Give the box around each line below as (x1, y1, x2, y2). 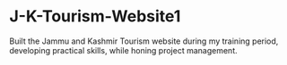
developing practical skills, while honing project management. (9, 45, 238, 55)
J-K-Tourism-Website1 (9, 6, 181, 27)
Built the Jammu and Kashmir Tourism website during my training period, (9, 36, 279, 46)
